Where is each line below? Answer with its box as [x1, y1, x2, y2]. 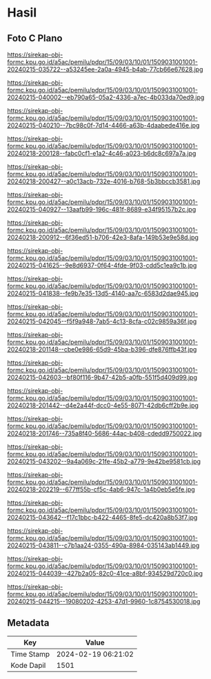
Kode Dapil [10, 660, 46, 670]
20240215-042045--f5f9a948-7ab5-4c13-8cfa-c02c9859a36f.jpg [7, 317, 197, 325]
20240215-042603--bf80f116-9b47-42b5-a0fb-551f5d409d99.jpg [7, 374, 198, 381]
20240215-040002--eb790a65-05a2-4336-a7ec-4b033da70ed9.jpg [7, 93, 205, 101]
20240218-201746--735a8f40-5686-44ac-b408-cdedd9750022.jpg [7, 429, 202, 437]
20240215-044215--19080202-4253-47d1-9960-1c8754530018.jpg [7, 598, 201, 605]
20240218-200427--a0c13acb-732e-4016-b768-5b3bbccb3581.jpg [7, 177, 201, 185]
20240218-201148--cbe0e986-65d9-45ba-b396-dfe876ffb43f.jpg [7, 345, 197, 353]
